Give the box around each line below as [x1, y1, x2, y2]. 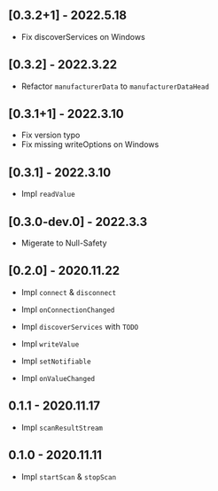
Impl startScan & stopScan [20, 471, 117, 482]
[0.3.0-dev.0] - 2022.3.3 [8, 214, 148, 230]
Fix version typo [20, 129, 81, 141]
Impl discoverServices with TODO [20, 321, 139, 331]
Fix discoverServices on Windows [20, 31, 145, 42]
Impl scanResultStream [20, 422, 104, 433]
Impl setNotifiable [20, 355, 91, 366]
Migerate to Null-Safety [20, 238, 107, 248]
